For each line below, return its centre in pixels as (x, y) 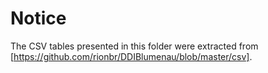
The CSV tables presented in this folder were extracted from (134, 46)
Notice (38, 18)
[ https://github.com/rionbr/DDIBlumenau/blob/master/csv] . (131, 56)
